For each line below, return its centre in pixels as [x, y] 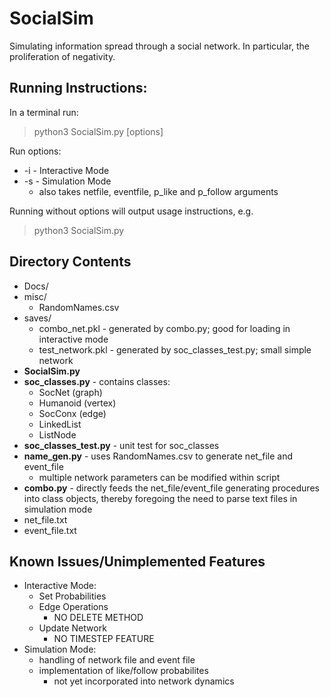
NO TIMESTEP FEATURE [104, 639]
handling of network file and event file [117, 660]
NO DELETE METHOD [98, 618]
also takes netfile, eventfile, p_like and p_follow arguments [158, 191]
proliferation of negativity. [62, 56]
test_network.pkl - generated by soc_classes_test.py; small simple [175, 349]
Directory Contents [70, 262]
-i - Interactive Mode [66, 170]
